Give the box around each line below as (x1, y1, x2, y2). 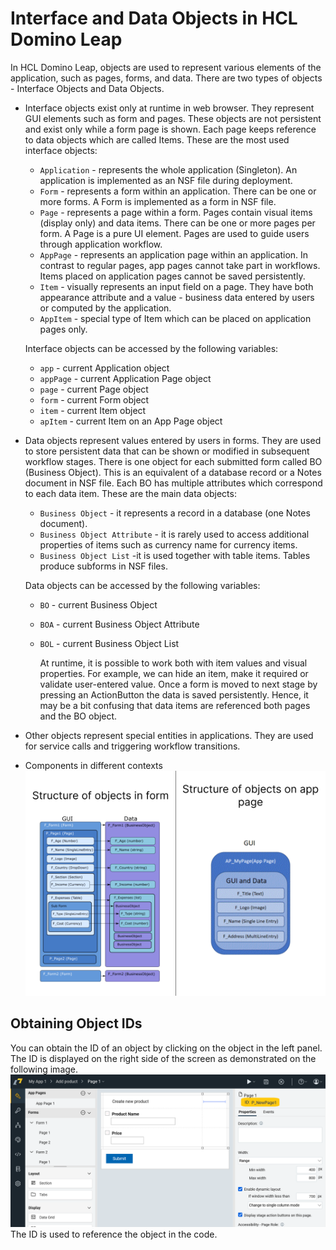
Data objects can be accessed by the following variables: (24, 579, 261, 591)
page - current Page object (39, 383, 149, 395)
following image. (10, 1063, 79, 1075)
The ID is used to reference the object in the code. (10, 1228, 218, 1241)
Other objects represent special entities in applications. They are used (24, 729, 314, 741)
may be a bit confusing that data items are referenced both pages (39, 699, 311, 711)
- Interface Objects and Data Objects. (10, 82, 165, 94)
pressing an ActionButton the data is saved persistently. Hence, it (39, 688, 309, 701)
